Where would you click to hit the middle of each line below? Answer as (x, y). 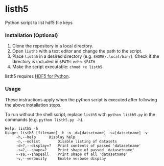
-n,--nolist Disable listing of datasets (67, 141)
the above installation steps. (33, 105)
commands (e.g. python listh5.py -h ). (44, 119)
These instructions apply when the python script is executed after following (81, 99)
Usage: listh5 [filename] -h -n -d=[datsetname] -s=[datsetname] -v (76, 133)
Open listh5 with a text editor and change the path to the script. (77, 51)
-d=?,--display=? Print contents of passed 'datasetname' (78, 145)
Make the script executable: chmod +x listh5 (57, 67)
